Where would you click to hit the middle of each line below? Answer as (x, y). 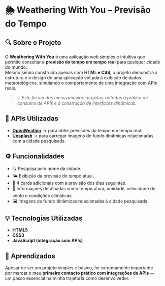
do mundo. (16, 67)
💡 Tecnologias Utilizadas (44, 218)
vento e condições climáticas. (42, 196)
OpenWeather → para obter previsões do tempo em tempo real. (77, 130)
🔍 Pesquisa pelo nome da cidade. (47, 169)
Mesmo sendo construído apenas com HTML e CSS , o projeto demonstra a (81, 72)
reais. (11, 88)
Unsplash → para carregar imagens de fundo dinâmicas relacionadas (83, 136)
